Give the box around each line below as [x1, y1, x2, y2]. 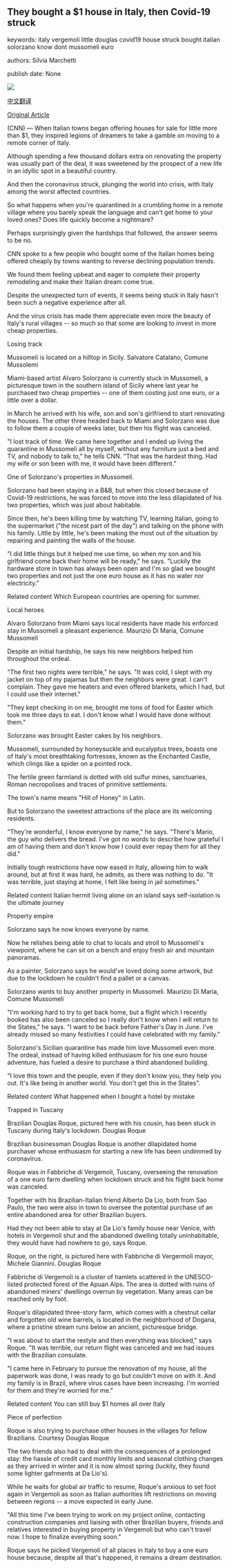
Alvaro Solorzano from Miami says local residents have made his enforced [7, 619, 218, 627]
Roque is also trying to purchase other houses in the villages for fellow [7, 1426, 207, 1435]
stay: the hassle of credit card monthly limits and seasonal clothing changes [7, 1454, 223, 1462]
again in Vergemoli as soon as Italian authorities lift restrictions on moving [7, 1489, 217, 1498]
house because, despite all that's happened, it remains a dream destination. [7, 1553, 223, 1561]
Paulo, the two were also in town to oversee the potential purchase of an [7, 1203, 213, 1212]
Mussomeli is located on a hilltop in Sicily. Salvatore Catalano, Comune [7, 353, 209, 361]
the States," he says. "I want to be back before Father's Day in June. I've [7, 1022, 213, 1031]
